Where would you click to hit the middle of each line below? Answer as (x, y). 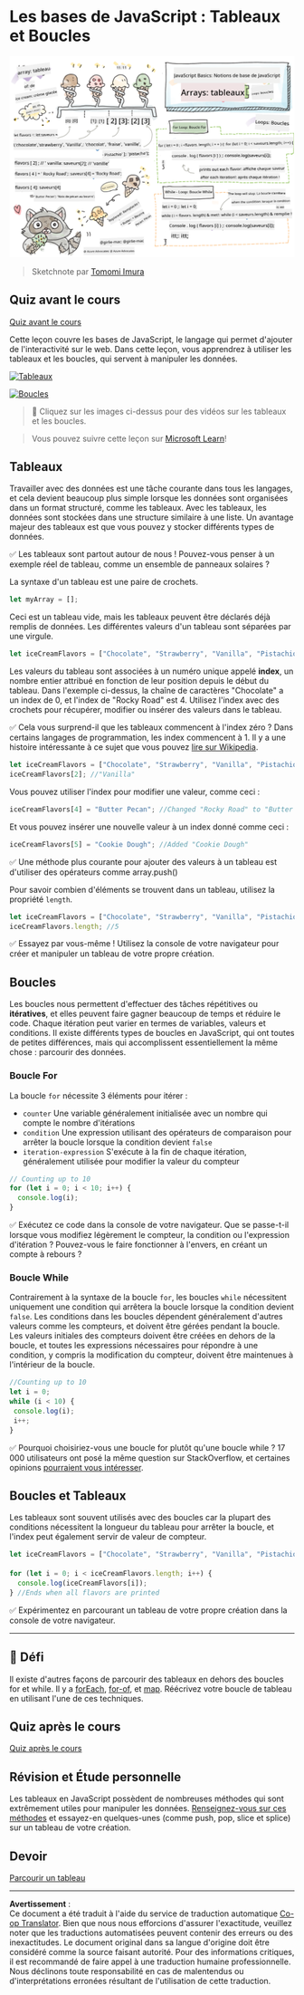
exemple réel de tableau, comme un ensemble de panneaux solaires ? (139, 564)
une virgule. (32, 637)
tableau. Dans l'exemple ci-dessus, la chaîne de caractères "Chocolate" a (147, 691)
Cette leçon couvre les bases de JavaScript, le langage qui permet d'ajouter (151, 339)
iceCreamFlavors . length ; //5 (64, 926)
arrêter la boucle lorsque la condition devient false (117, 1142)
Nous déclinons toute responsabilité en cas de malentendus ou (127, 1971)
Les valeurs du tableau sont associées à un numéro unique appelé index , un (152, 671)
